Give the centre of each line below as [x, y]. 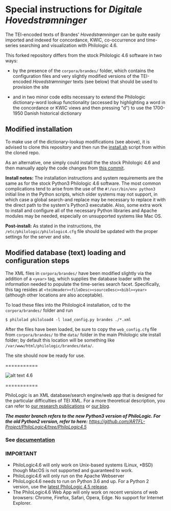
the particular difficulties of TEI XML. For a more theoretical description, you [85, 400]
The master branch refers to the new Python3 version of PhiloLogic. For [83, 416]
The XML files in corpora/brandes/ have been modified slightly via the [79, 273]
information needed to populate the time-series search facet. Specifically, [83, 284]
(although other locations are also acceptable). [54, 295]
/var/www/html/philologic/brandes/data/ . [50, 345]
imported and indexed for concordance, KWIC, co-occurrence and [75, 40]
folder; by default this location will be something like [60, 340]
